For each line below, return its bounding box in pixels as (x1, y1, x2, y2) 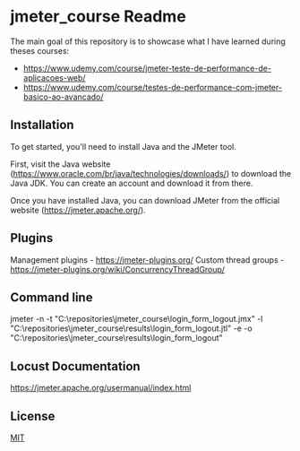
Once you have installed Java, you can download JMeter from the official (10, 195, 280, 205)
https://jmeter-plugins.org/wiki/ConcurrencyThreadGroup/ (10, 264, 226, 274)
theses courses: (10, 45, 70, 56)
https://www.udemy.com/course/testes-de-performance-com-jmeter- (22, 82, 283, 92)
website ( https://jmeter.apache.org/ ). (10, 204, 146, 215)
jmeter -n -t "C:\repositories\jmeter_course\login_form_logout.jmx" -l (10, 314, 263, 325)
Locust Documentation (10, 359, 141, 374)
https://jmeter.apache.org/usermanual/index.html (10, 383, 192, 394)
